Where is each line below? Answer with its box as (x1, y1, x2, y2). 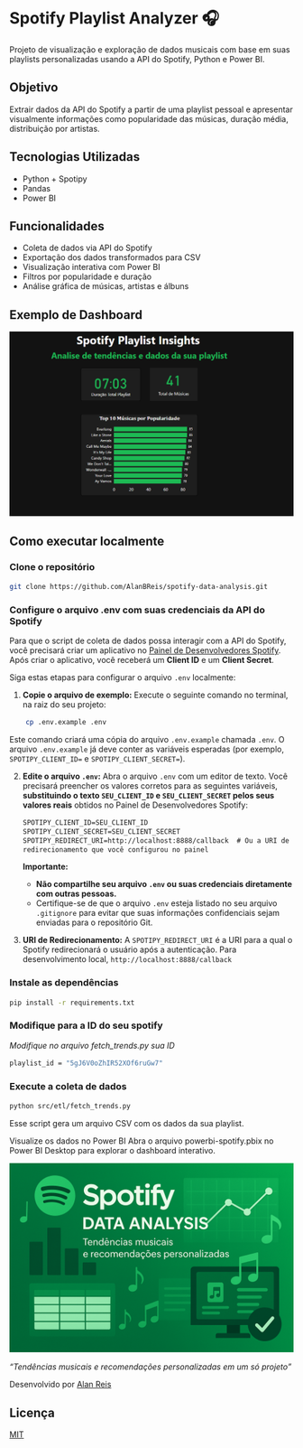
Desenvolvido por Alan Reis (9, 1379, 112, 1390)
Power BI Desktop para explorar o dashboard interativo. (9, 1144, 216, 1155)
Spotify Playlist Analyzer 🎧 (9, 8, 220, 29)
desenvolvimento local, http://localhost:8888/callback (22, 954, 233, 965)
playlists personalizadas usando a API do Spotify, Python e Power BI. (9, 53, 265, 64)
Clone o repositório (9, 560, 96, 573)
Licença (9, 1405, 56, 1420)
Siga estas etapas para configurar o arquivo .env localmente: (9, 672, 236, 683)
